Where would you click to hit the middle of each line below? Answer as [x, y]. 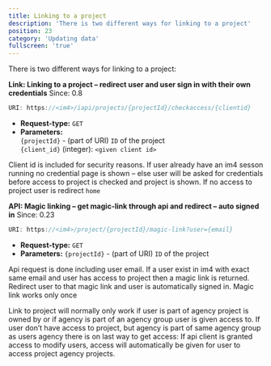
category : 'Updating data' [54, 38]
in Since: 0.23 [32, 215]
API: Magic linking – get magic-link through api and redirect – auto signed [134, 206]
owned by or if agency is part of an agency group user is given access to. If [134, 319]
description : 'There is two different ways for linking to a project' [130, 23]
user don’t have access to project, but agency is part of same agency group [135, 327]
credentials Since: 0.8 [46, 93]
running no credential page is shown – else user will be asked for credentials [136, 173]
